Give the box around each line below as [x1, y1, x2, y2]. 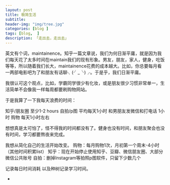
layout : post [5, 7, 33, 13]
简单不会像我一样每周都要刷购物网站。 [9, 86, 90, 92]
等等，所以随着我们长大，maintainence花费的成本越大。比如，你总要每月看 [5, 63, 162, 69]
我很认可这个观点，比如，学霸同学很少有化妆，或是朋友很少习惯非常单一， [5, 80, 160, 86]
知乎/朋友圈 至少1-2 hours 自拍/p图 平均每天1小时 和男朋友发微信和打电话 [5, 107, 157, 114]
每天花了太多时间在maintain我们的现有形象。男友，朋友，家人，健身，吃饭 [9, 56, 165, 62]
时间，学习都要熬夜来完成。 [9, 131, 67, 137]
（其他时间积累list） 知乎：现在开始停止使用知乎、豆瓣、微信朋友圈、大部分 [5, 148, 163, 155]
